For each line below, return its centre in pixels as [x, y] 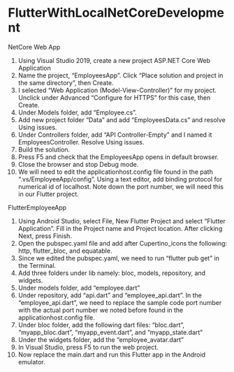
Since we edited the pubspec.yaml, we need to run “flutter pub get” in [118, 258]
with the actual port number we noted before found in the [101, 310]
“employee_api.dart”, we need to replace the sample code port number [120, 302]
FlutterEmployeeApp [37, 207]
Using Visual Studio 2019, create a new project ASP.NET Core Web [114, 60]
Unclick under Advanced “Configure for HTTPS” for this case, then [114, 97]
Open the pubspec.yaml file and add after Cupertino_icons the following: [123, 243]
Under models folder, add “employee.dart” [79, 288]
